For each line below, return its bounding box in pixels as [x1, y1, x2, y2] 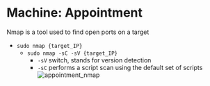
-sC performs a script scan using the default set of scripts [37, 63, 203, 71]
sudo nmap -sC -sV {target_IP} [26, 50, 118, 57]
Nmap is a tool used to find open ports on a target [6, 28, 150, 36]
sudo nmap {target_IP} [16, 42, 83, 49]
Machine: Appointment [6, 5, 143, 21]
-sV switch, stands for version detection [37, 55, 152, 64]
